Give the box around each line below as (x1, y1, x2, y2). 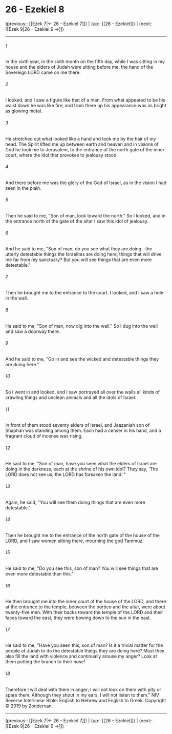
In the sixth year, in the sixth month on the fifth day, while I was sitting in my (5, 58, 165, 65)
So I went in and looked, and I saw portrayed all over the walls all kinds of (5, 389, 160, 395)
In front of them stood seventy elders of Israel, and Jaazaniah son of (5, 422, 150, 428)
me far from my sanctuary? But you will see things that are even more (5, 256, 152, 263)
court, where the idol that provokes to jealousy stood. (5, 152, 118, 158)
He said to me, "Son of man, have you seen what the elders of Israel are (5, 461, 157, 467)
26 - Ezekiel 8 (5, 4, 65, 15)
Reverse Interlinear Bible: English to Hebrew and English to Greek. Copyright (5, 697, 166, 703)
